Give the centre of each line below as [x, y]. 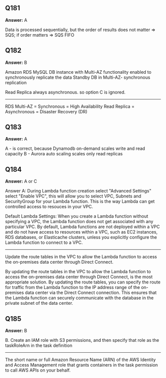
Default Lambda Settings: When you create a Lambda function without [77, 216]
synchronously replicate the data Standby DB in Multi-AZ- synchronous [78, 77]
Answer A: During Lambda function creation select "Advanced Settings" [78, 191]
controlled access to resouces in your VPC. [49, 207]
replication [16, 82]
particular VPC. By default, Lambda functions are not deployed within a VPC [83, 227]
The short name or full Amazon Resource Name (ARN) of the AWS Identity [81, 360]
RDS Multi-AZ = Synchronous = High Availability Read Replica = [70, 106]
